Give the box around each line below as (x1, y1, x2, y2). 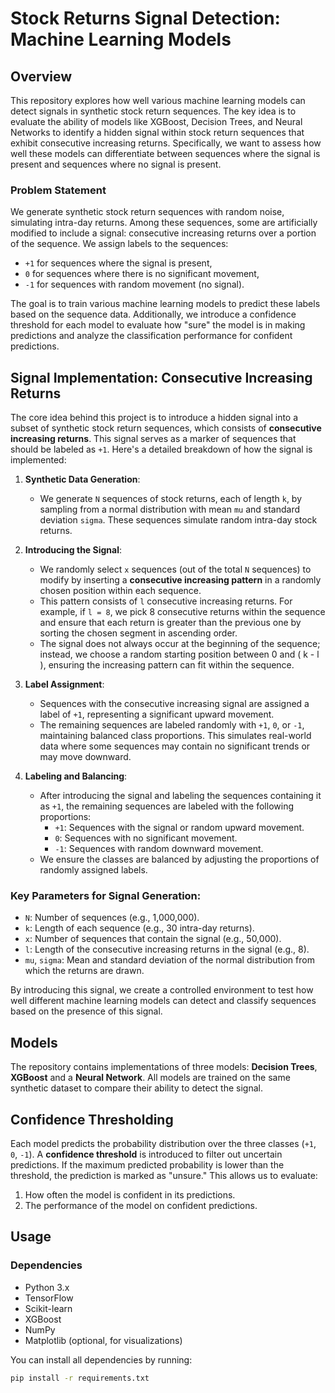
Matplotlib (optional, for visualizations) (24, 1334, 183, 1346)
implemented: (10, 454, 67, 466)
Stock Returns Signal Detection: (10, 7, 281, 30)
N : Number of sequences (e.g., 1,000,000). (24, 912, 200, 924)
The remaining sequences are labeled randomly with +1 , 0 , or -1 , (39, 719, 305, 731)
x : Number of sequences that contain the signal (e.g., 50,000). (24, 933, 282, 945)
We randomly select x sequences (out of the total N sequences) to (39, 563, 312, 576)
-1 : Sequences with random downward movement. (54, 843, 264, 855)
